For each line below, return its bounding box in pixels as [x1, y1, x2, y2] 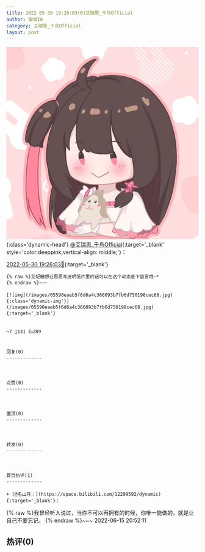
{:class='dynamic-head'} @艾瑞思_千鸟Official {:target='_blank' [6, 241, 164, 249]
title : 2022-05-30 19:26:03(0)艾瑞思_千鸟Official [6, 10, 133, 16]
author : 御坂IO [6, 16, 43, 23]
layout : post [6, 29, 40, 35]
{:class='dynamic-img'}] [6, 298, 70, 305]
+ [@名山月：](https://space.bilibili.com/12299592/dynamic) [6, 492, 162, 498]
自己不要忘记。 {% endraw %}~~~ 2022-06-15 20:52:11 [6, 517, 147, 525]
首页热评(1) [6, 473, 34, 479]
